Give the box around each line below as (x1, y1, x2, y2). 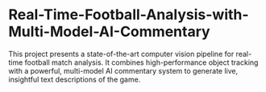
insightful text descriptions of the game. (8, 74, 141, 84)
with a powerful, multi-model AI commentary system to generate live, (8, 66, 239, 75)
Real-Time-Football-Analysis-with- (8, 6, 249, 24)
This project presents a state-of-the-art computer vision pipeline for (8, 49, 235, 58)
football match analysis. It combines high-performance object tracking (24, 58, 259, 67)
